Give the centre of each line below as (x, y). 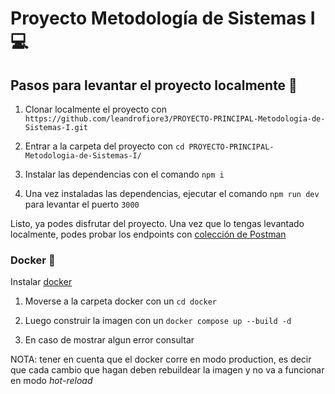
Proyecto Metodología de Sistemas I (163, 18)
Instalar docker (41, 282)
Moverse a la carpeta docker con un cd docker (120, 301)
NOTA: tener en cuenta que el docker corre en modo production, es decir (161, 359)
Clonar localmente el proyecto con (95, 109)
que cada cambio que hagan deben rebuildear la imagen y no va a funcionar (167, 370)
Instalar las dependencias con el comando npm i (124, 174)
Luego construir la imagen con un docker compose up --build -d (158, 321)
